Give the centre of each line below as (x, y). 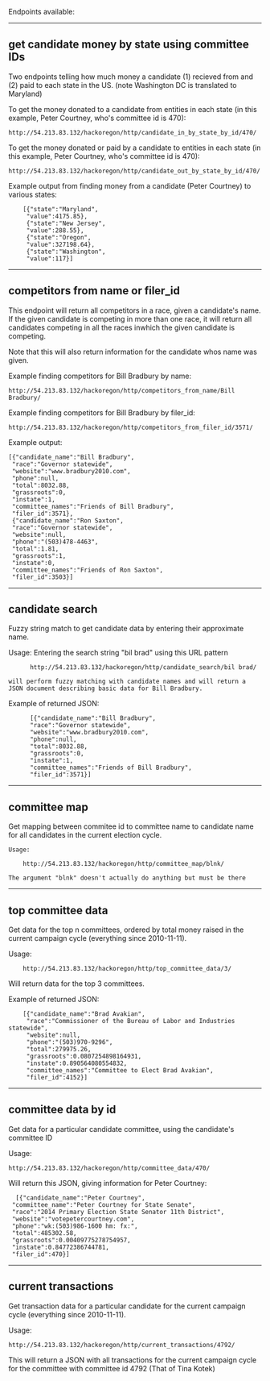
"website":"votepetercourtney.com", (73, 1219)
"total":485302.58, (45, 1233)
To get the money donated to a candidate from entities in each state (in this (133, 109)
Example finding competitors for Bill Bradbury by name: (100, 376)
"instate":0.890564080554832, (77, 1063)
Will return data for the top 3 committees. (76, 984)
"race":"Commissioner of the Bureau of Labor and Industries (131, 1021)
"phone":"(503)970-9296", (70, 1042)
